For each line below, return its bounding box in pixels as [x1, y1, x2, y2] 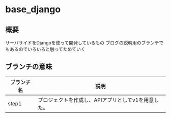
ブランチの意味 [5, 62, 52, 71]
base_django [5, 4, 61, 15]
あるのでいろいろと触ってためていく [9, 46, 85, 52]
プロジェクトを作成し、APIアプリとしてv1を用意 [38, 96, 154, 103]
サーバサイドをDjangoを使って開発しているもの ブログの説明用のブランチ [5, 40, 159, 45]
